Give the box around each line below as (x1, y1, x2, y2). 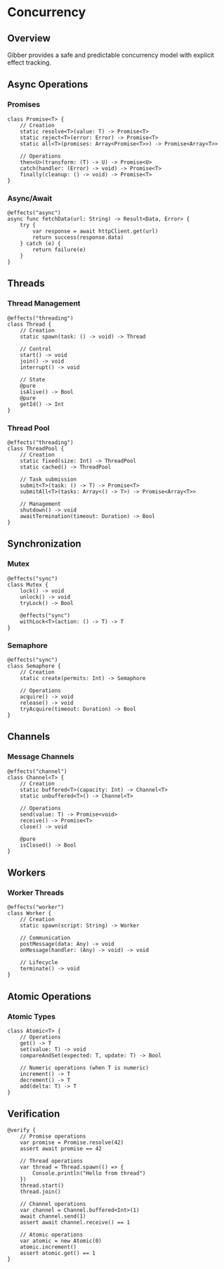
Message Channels (7, 752, 75, 762)
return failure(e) (32, 246, 86, 253)
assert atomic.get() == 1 (20, 1249, 96, 1256)
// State (20, 376, 46, 383)
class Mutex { (7, 581, 49, 588)
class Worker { (7, 910, 52, 917)
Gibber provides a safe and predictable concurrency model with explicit (7, 51, 214, 59)
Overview (7, 32, 51, 44)
